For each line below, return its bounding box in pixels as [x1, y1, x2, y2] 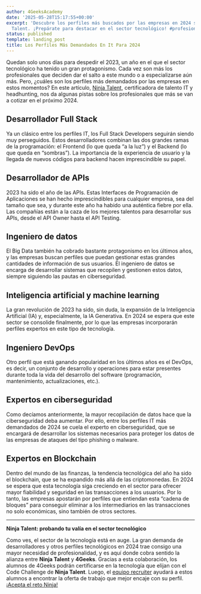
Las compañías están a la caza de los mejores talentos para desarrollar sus [6, 208, 191, 215]
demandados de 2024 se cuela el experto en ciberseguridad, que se [6, 423, 175, 431]
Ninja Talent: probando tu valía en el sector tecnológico [6, 525, 147, 532]
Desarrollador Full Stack [6, 114, 98, 125]
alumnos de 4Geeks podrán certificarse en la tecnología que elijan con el [6, 562, 187, 569]
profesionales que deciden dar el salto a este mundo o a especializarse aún [6, 71, 193, 78]
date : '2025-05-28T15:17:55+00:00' [6, 14, 95, 20]
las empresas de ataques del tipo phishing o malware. [6, 436, 139, 443]
